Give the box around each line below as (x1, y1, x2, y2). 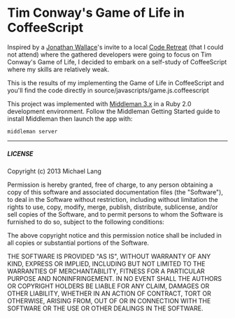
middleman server (7, 128, 58, 135)
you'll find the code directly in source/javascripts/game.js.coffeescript (7, 86, 209, 94)
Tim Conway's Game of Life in (7, 5, 185, 21)
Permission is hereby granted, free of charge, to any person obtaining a (7, 180, 213, 189)
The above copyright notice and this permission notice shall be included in (7, 231, 222, 239)
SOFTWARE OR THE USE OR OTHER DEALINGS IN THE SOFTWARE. (7, 304, 204, 312)
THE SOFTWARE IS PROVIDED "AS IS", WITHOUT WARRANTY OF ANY (7, 252, 211, 260)
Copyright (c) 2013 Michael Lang (7, 166, 101, 175)
